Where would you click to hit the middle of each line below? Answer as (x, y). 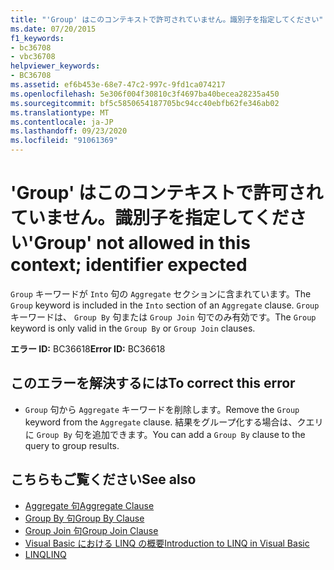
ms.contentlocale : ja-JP (62, 122)
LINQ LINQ (45, 554)
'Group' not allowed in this (139, 243)
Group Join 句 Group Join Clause (91, 530)
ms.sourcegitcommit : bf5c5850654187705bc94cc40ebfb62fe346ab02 (145, 103)
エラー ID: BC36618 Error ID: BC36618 (88, 348)
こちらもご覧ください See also (103, 479)
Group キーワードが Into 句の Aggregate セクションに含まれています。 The (161, 293)
